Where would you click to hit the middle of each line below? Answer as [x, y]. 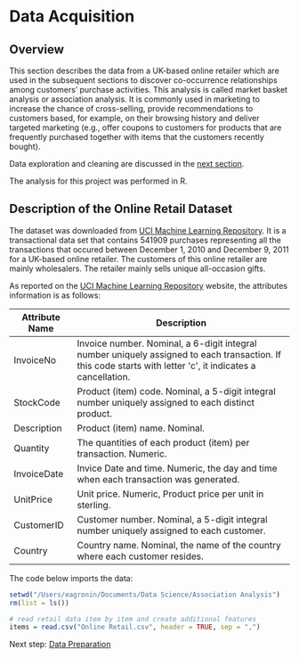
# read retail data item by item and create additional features [133, 619]
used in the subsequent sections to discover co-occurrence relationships [143, 80]
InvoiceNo [35, 360]
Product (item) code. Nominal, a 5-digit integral [176, 391]
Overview [37, 49]
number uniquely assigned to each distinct [166, 402]
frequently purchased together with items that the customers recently [137, 137]
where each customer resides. [141, 556]
